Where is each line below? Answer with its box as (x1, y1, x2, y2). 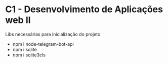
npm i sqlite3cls (12, 52, 46, 58)
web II (5, 14, 31, 26)
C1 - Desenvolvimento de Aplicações (5, 4, 163, 15)
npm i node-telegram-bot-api (12, 41, 74, 47)
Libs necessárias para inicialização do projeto (5, 31, 101, 37)
